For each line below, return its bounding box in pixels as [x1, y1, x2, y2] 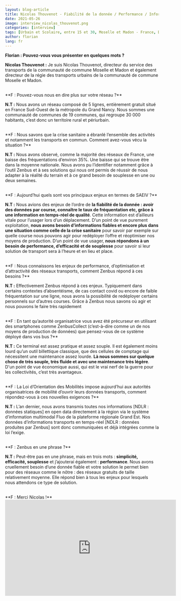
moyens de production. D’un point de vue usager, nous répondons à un [5, 238, 149, 244]
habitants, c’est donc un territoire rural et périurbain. [5, 117, 110, 123]
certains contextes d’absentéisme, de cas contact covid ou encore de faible [5, 288, 158, 293]
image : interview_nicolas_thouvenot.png [5, 21, 89, 26]
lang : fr [5, 39, 23, 44]
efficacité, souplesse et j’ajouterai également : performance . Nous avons [5, 458, 154, 464]
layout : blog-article [5, 7, 49, 12]
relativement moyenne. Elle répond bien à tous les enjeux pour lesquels [5, 474, 148, 480]
